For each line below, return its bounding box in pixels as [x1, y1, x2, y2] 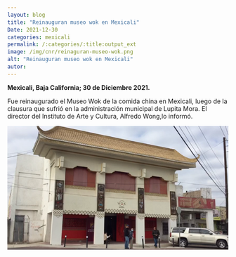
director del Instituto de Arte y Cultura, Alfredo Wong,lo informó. [7, 112, 193, 120]
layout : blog [7, 11, 46, 18]
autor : [7, 63, 27, 70]
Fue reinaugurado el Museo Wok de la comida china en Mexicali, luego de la [7, 97, 228, 105]
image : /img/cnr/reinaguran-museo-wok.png [7, 48, 133, 55]
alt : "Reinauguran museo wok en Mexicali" [7, 56, 133, 63]
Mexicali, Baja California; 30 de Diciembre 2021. [7, 83, 150, 91]
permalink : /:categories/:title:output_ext [7, 41, 137, 48]
